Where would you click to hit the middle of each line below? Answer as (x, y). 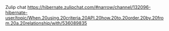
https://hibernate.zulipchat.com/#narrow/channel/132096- (89, 7)
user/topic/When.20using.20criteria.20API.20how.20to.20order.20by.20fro (84, 18)
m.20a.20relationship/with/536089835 (46, 23)
